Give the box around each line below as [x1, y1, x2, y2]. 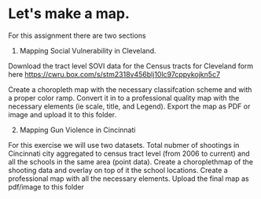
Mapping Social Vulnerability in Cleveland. [19, 46, 156, 55]
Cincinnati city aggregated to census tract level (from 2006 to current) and [8, 149, 250, 158]
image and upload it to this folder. [8, 109, 116, 119]
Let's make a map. [8, 5, 130, 23]
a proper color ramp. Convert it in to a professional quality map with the [8, 93, 240, 102]
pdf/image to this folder [8, 182, 85, 191]
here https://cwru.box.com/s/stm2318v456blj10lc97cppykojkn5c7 [8, 69, 221, 79]
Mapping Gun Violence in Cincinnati [19, 125, 136, 135]
